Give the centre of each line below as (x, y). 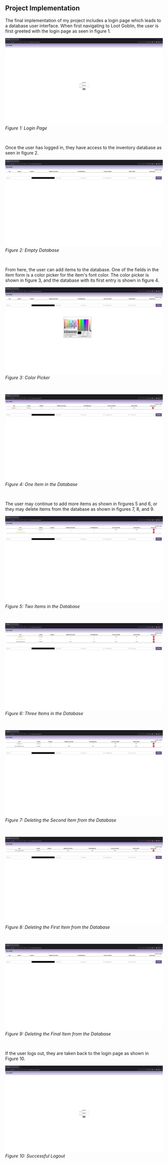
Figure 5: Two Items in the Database (42, 606)
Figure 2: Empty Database (32, 250)
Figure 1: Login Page (26, 128)
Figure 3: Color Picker (27, 377)
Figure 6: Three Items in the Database (44, 713)
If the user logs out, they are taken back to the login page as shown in (77, 1054)
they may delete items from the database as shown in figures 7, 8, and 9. (80, 509)
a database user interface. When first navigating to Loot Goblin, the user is (82, 26)
